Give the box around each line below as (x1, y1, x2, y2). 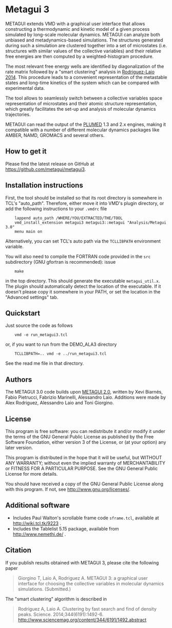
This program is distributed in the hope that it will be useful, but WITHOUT (5, 455, 162, 460)
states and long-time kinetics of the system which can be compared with (5, 80, 160, 86)
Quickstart (5, 309, 41, 318)
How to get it (5, 147, 47, 156)
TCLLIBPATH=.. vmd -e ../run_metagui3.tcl (14, 351, 107, 357)
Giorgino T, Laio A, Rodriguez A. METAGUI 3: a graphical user (17, 575, 148, 581)
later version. (5, 445, 33, 450)
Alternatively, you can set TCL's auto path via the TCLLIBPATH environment (5, 238, 161, 244)
